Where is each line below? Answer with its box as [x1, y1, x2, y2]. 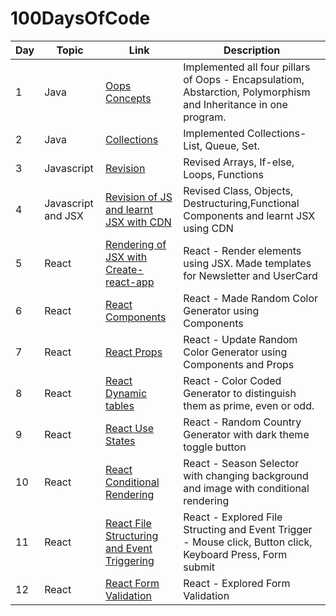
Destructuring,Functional [183, 196, 300, 210]
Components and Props [183, 357, 295, 371]
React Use [105, 421, 154, 435]
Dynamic [105, 386, 148, 400]
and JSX [44, 208, 84, 222]
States [105, 433, 136, 447]
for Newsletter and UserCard [183, 268, 318, 282]
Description [223, 43, 281, 57]
